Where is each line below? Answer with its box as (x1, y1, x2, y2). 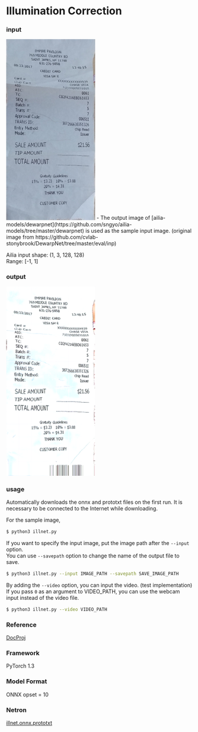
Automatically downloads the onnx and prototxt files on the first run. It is (6, 499, 183, 506)
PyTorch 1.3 (6, 662, 34, 669)
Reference (6, 621, 37, 629)
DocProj (6, 634, 26, 641)
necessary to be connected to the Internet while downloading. (6, 505, 158, 512)
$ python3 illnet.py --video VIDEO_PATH (6, 606, 108, 612)
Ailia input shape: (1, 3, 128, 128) (6, 251, 85, 258)
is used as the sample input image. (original (85, 227, 191, 234)
